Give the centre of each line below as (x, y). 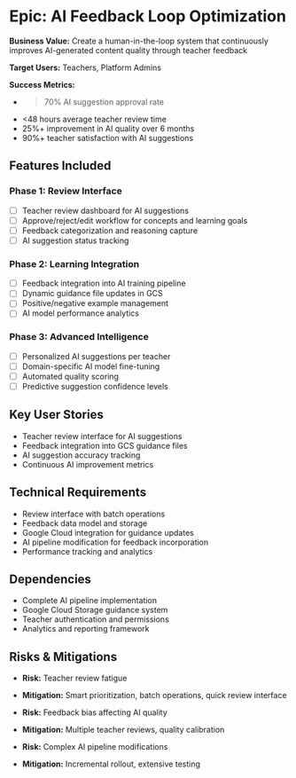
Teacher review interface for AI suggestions (102, 436)
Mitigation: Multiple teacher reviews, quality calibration (123, 730)
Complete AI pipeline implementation (90, 601)
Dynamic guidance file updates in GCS (93, 294)
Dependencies (50, 579)
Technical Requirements (78, 493)
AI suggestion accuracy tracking (81, 455)
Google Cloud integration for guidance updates (108, 532)
